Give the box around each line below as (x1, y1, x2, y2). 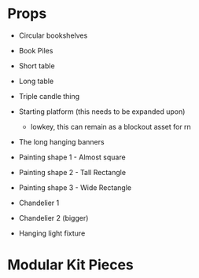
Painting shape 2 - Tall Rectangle (18, 167, 127, 177)
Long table (18, 76, 54, 86)
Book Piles (18, 46, 53, 55)
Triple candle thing (18, 91, 80, 101)
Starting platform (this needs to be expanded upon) (18, 107, 186, 116)
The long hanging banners (18, 137, 105, 146)
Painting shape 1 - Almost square (18, 152, 127, 162)
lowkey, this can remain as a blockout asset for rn (30, 122, 192, 131)
